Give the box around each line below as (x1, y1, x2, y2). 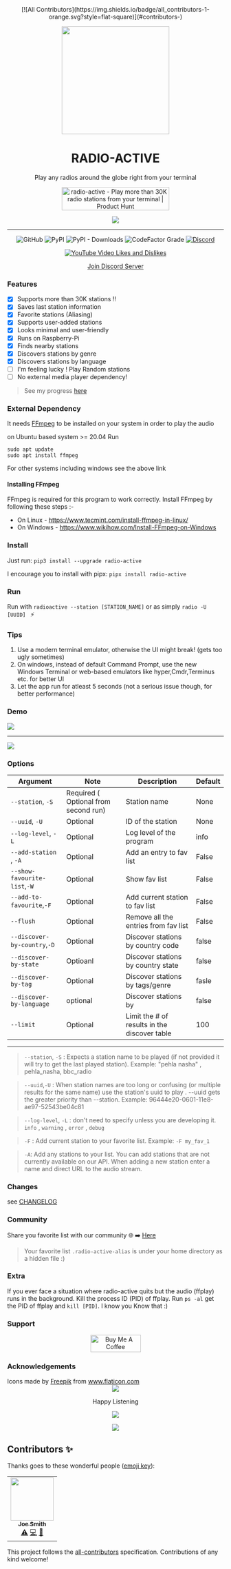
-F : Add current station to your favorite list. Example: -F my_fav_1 (23, 1136, 210, 1145)
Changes (7, 1182, 38, 1191)
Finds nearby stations (16, 341, 79, 350)
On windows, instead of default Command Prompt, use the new (16, 660, 197, 669)
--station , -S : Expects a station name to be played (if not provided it (23, 1053, 220, 1061)
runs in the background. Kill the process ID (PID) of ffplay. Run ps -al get (7, 1294, 214, 1302)
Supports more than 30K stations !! (16, 295, 117, 303)
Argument (18, 776, 52, 786)
